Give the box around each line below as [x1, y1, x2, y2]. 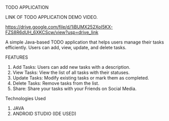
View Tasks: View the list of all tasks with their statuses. [12, 69, 130, 75]
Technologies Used [5, 96, 46, 101]
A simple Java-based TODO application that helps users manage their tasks [5, 39, 164, 45]
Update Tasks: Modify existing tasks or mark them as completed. [12, 75, 149, 80]
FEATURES [5, 54, 29, 60]
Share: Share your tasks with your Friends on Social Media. [12, 86, 137, 92]
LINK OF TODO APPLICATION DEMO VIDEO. [5, 14, 98, 20]
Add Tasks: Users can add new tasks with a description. [12, 64, 131, 70]
